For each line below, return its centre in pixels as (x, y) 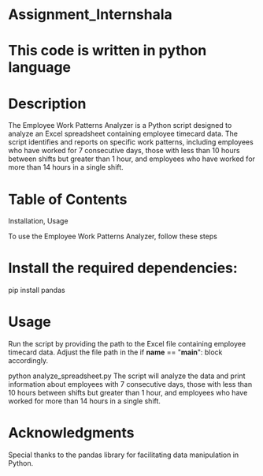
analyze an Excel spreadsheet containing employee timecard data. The (123, 134)
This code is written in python (107, 51)
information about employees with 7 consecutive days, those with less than (130, 384)
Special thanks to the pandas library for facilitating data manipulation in (124, 455)
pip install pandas (37, 290)
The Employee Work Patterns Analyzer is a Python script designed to (120, 126)
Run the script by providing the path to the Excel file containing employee (127, 344)
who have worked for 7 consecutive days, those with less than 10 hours (124, 151)
